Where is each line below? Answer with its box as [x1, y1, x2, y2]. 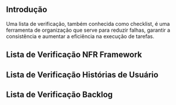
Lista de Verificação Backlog [6, 89, 113, 99]
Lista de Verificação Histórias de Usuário [6, 70, 158, 80]
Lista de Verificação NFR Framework [6, 50, 143, 60]
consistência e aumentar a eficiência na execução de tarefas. [6, 32, 154, 40]
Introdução [6, 5, 48, 15]
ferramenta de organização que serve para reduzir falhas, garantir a [6, 26, 171, 33]
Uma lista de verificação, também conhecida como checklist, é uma [6, 20, 170, 27]
